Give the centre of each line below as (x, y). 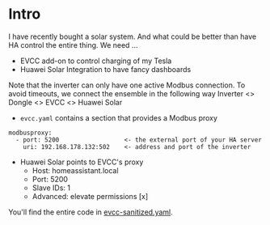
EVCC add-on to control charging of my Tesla (96, 61)
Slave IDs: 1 (51, 188)
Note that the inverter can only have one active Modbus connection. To (127, 85)
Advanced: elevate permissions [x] (90, 196)
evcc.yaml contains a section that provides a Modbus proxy (119, 117)
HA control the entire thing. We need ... (73, 45)
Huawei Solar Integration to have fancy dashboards (105, 69)
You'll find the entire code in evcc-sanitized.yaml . (91, 212)
